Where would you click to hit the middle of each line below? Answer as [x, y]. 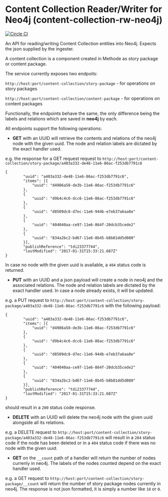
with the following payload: [133, 305]
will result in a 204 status [130, 437]
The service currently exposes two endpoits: [51, 73]
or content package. [26, 64]
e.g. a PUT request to [27, 300]
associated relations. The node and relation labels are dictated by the [84, 285]
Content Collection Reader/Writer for [83, 9]
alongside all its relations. [39, 422]
